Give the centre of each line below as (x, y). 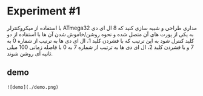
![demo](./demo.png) (33, 87)
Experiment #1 (44, 11)
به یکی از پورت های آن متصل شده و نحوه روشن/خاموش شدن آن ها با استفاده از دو (100, 34)
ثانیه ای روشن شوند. (30, 53)
